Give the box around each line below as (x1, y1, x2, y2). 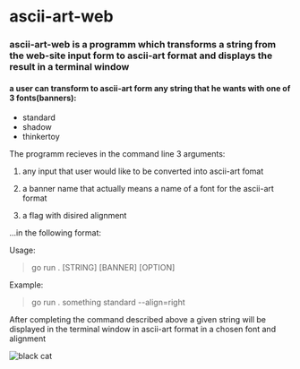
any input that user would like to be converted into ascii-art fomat (21, 166, 264, 176)
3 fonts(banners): (9, 92, 77, 103)
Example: (9, 279, 44, 290)
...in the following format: (9, 227, 101, 238)
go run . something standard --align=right (30, 297, 185, 308)
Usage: (9, 245, 36, 256)
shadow (21, 122, 52, 133)
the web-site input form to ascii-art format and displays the (9, 49, 273, 62)
